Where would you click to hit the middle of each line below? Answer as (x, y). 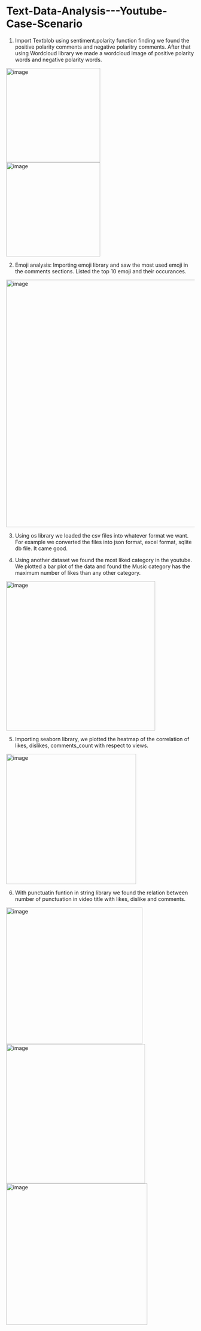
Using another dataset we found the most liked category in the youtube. (103, 560)
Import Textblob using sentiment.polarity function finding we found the (102, 40)
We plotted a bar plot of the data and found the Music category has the (102, 566)
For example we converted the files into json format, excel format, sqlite (103, 542)
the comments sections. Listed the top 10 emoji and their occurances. (100, 271)
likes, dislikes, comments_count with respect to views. (81, 745)
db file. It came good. (41, 548)
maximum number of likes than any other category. (78, 572)
